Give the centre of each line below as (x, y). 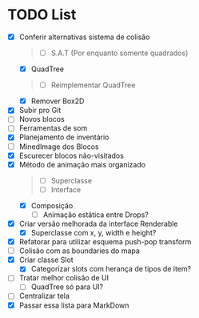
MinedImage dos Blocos (59, 147)
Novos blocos (42, 119)
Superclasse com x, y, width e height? (94, 233)
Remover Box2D (58, 101)
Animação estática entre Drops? (96, 215)
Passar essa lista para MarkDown (74, 305)
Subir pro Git (40, 111)
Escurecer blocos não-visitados (72, 155)
